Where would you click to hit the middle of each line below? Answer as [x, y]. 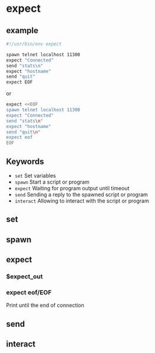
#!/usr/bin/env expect [34, 44]
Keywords [25, 161]
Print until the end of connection [45, 305]
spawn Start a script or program [52, 182]
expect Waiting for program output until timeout [72, 188]
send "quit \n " [24, 132]
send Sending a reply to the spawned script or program [81, 194]
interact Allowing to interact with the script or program [82, 201]
